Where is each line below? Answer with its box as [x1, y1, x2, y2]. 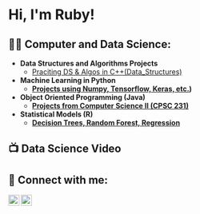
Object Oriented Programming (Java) [19, 93, 146, 101]
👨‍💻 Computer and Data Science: [8, 38, 171, 51]
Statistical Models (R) [19, 109, 94, 119]
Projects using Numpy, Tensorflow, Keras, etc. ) [31, 84, 192, 93]
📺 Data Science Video [8, 142, 122, 156]
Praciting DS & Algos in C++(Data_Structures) [31, 67, 182, 77]
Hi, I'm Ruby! [8, 6, 95, 24]
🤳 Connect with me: [8, 173, 108, 187]
